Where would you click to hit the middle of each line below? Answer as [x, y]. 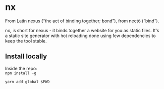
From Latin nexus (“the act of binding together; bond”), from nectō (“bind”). [82, 21]
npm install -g [21, 73]
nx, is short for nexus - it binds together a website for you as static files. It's [82, 30]
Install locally [26, 57]
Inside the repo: [21, 68]
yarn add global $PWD [27, 82]
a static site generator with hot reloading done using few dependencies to [81, 36]
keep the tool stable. [26, 41]
